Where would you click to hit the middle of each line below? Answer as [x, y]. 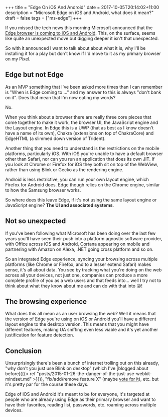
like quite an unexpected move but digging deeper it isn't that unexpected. [82, 38]
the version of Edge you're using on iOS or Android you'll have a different [81, 319]
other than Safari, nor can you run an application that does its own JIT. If [80, 159]
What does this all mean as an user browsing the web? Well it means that [80, 314]
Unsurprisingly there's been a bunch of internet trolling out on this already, [82, 363]
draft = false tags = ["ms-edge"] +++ [43, 18]
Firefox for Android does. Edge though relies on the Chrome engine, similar [83, 185]
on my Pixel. [18, 59]
